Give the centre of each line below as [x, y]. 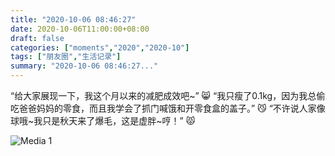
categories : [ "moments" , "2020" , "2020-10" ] [100, 47]
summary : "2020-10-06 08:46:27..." [84, 66]
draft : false [37, 38]
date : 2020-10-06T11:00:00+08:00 [80, 29]
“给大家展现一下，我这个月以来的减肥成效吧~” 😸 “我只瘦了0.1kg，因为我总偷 [168, 95]
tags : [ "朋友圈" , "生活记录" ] [66, 57]
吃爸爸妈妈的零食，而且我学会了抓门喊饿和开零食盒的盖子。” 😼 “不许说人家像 [168, 108]
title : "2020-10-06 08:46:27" [73, 19]
